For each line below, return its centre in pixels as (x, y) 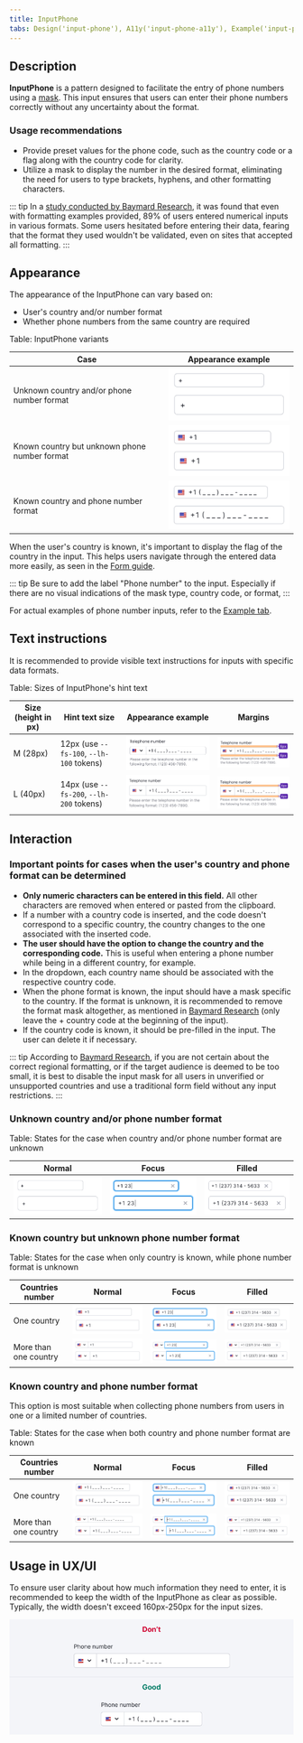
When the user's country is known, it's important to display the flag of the (146, 546)
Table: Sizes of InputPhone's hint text (78, 687)
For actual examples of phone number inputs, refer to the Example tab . (141, 611)
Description (43, 66)
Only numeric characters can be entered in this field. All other (140, 895)
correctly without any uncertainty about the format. (105, 107)
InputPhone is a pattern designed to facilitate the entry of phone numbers (147, 88)
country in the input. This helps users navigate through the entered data (143, 556)
